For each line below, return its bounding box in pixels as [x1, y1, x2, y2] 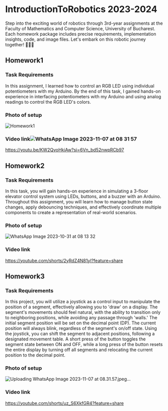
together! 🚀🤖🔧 [5, 41, 34, 47]
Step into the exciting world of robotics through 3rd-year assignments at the [5, 20, 163, 26]
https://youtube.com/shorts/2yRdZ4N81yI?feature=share [5, 257, 123, 263]
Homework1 [5, 56, 44, 65]
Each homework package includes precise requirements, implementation [5, 31, 156, 37]
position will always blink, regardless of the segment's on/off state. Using [5, 325, 157, 331]
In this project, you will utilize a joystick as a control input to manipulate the [5, 299, 160, 305]
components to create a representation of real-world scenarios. [5, 209, 137, 215]
